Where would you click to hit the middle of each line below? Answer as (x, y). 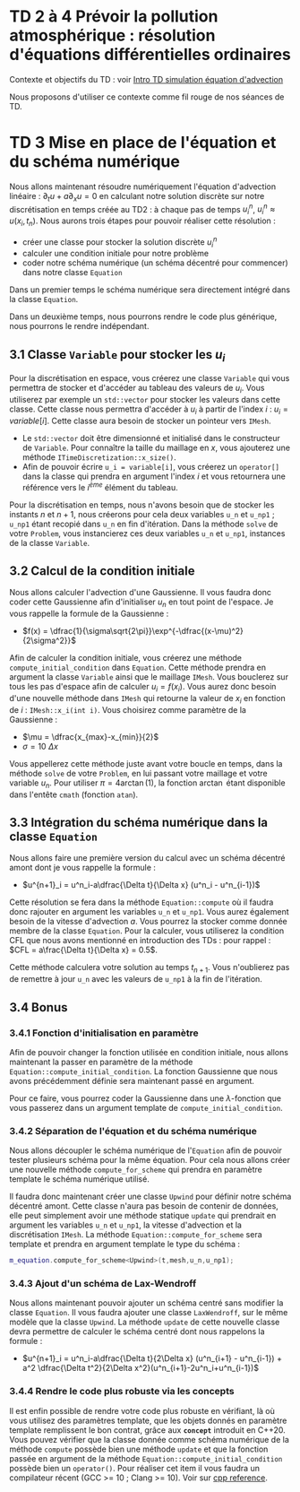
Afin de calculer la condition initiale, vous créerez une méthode (126, 658)
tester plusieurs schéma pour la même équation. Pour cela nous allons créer (150, 1160)
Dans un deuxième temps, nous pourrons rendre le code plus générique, (143, 317)
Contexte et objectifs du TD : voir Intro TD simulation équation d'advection (146, 79)
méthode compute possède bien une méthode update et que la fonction (139, 1449)
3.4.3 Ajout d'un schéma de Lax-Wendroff (103, 1284)
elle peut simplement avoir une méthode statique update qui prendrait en (143, 1216)
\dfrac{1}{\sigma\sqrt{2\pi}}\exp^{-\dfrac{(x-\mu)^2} (147, 631)
